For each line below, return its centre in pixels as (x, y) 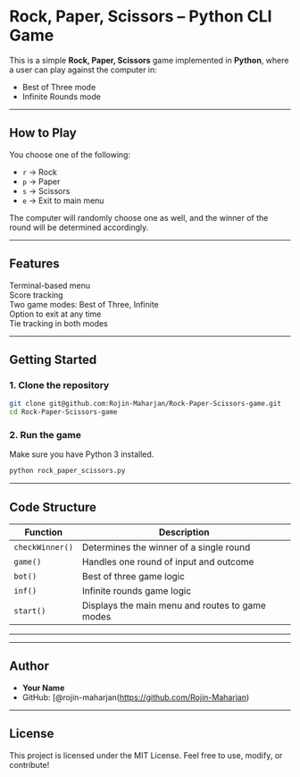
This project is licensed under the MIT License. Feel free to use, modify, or (146, 755)
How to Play (43, 133)
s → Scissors (46, 190)
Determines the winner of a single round (166, 547)
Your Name (43, 688)
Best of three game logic (133, 576)
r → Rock (40, 172)
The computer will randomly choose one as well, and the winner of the (139, 217)
